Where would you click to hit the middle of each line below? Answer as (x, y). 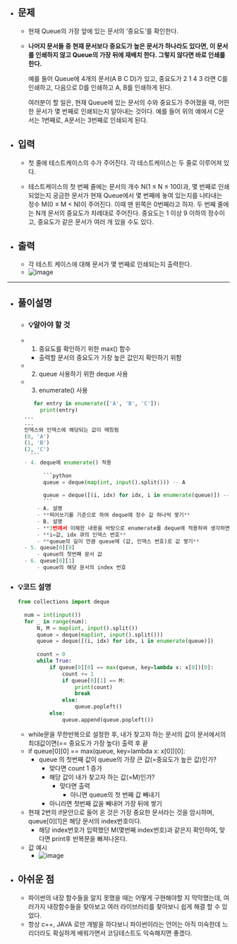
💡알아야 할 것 (49, 324)
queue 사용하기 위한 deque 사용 (83, 374)
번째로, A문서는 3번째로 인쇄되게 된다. (96, 120)
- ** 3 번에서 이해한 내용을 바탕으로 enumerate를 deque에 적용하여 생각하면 (133, 528)
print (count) (93, 687)
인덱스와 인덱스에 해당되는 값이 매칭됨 (72, 430)
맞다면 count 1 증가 (75, 768)
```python (57, 476)
